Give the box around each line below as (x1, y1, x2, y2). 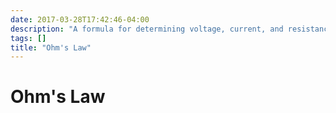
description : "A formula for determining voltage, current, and (10, 24, 284, 34)
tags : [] (10, 33, 47, 43)
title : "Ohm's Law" (10, 42, 92, 53)
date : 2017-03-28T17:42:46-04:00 (10, 14, 150, 25)
